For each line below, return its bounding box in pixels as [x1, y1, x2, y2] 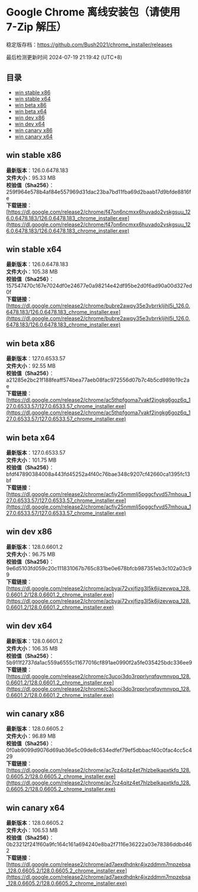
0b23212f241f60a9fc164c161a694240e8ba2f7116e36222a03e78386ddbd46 [6, 841, 192, 848]
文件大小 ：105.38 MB [6, 268, 58, 275]
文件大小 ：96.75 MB [6, 550, 56, 558]
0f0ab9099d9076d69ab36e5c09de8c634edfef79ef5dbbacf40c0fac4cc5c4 [6, 747, 192, 754]
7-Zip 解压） [6, 20, 67, 34]
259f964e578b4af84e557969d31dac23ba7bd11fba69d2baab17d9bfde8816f [6, 188, 191, 195]
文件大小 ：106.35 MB [6, 645, 58, 652]
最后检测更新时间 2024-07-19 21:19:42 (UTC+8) [6, 53, 122, 61]
